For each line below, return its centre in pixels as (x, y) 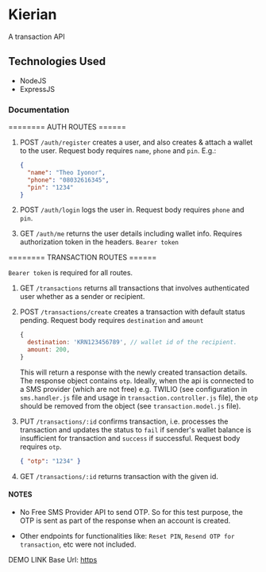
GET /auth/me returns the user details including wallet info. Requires (131, 234)
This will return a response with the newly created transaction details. (133, 372)
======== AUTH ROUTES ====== (67, 127)
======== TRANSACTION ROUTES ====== (83, 257)
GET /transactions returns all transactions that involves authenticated (135, 288)
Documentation (39, 109)
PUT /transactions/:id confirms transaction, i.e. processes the (124, 421)
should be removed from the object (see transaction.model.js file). (130, 405)
